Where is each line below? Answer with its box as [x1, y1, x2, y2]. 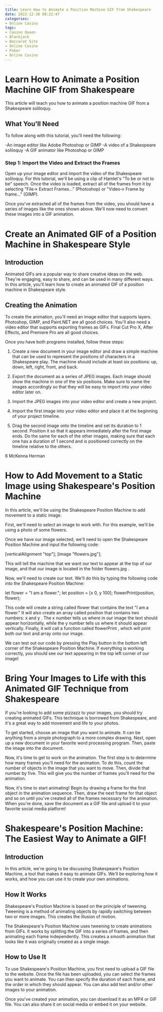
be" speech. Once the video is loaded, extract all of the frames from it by [5, 181, 151, 187]
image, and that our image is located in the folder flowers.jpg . [5, 566, 130, 572]
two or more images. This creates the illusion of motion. [5, 913, 117, 920]
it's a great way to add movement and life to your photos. [5, 720, 120, 726]
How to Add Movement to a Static [5, 470, 143, 481]
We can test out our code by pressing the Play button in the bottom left [5, 640, 147, 646]
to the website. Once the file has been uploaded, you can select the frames [5, 971, 156, 977]
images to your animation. [5, 987, 57, 992]
